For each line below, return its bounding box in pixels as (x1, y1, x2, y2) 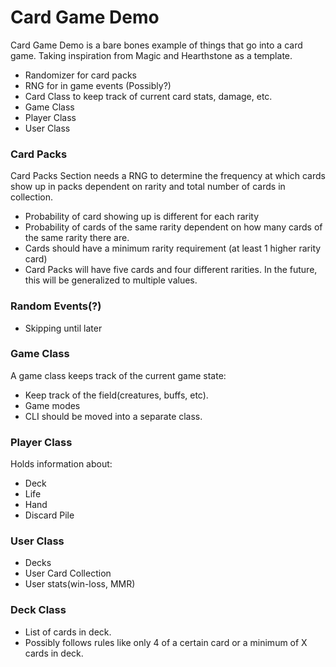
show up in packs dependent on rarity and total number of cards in (10, 181, 286, 193)
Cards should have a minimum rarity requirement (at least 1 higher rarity (24, 242, 322, 255)
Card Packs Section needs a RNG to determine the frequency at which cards (10, 170, 326, 182)
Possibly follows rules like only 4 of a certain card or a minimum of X (24, 636, 308, 648)
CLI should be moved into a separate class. (24, 410, 203, 422)
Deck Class (10, 603, 67, 617)
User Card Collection (24, 567, 112, 580)
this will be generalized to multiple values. (24, 274, 198, 286)
